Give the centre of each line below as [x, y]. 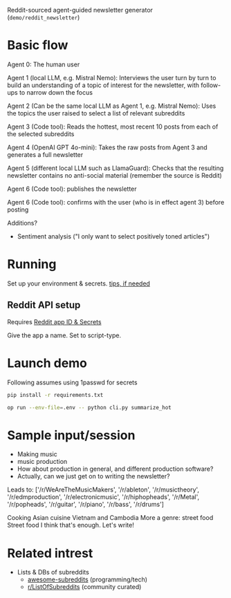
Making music [37, 454]
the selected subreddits [41, 133]
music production [42, 462]
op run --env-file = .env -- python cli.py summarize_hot [89, 407]
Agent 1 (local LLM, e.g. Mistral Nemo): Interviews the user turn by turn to [112, 77]
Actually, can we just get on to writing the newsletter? [94, 476]
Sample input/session [71, 435]
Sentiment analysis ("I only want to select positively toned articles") [113, 236]
